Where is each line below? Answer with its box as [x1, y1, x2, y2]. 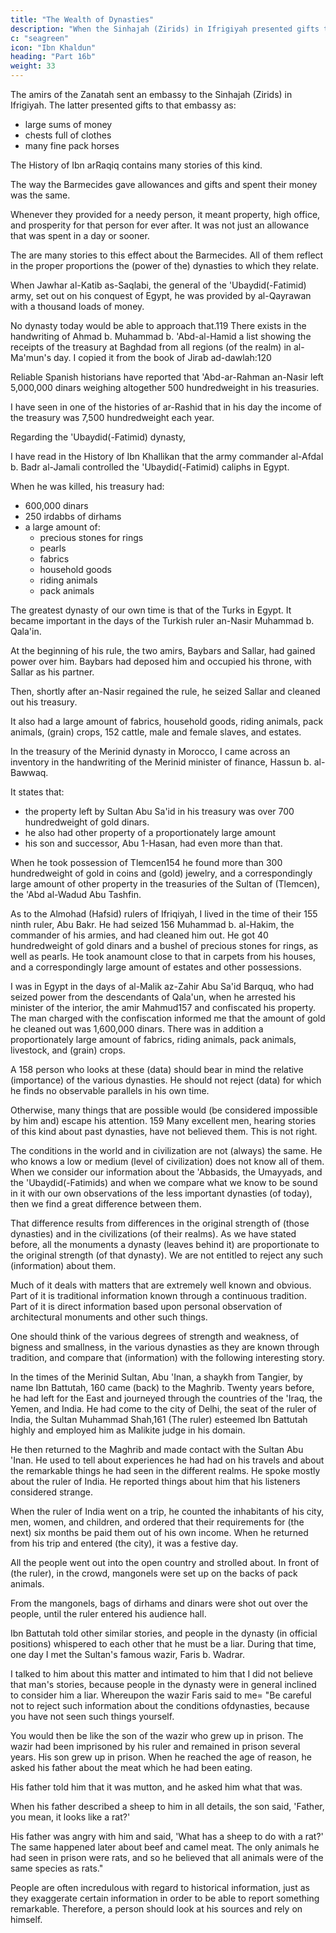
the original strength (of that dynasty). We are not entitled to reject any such [10, 1249, 324, 1261]
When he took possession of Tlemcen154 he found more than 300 [10, 857, 283, 868]
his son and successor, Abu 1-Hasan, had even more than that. [24, 837, 283, 849]
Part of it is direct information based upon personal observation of [10, 1301, 283, 1312]
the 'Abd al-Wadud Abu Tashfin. [10, 889, 142, 900]
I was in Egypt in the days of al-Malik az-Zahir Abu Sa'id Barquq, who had [10, 981, 315, 992]
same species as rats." [10, 1862, 104, 1874]
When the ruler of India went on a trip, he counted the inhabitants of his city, [10, 1506, 325, 1517]
